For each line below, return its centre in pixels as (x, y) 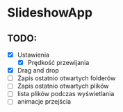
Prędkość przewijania (58, 63)
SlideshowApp (50, 13)
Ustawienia (33, 55)
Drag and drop (38, 71)
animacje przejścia (44, 102)
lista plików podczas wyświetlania (66, 94)
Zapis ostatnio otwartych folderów (66, 78)
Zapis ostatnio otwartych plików (63, 86)
